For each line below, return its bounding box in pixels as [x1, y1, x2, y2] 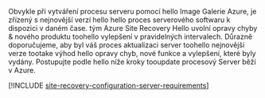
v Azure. [8, 66, 36, 74]
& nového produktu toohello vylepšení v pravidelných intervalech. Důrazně [8, 32, 253, 41]
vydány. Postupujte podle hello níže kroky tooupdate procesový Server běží [8, 57, 256, 66]
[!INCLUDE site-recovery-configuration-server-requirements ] [8, 81, 209, 90]
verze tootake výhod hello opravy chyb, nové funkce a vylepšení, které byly [8, 49, 256, 58]
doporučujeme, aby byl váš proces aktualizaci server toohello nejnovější [8, 40, 245, 50]
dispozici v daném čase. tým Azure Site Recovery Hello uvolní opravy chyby [8, 24, 258, 32]
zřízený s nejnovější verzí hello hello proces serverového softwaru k [8, 15, 231, 24]
